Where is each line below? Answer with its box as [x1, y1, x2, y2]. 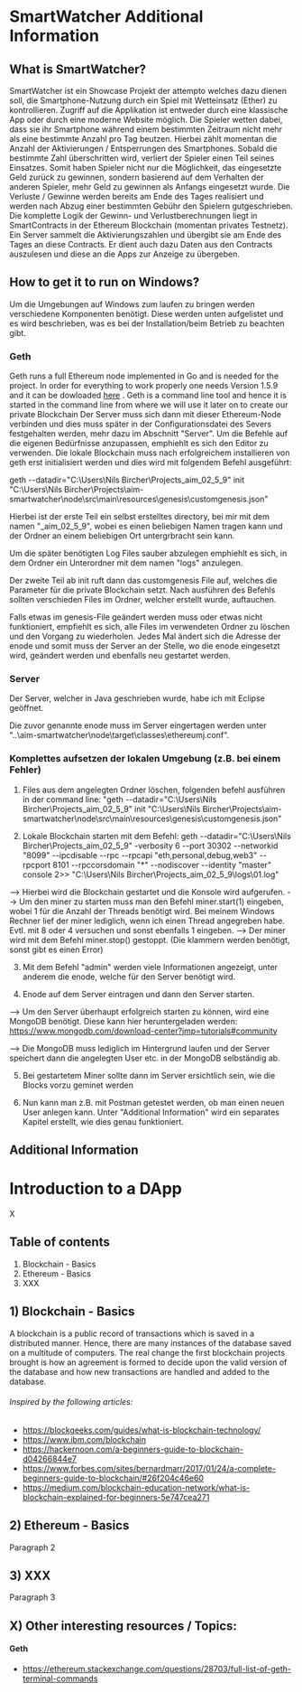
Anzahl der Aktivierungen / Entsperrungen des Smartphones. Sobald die [9, 143, 278, 154]
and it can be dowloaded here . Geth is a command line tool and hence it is [9, 390, 287, 401]
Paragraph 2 [9, 1542, 56, 1553]
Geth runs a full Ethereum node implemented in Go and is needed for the [9, 370, 279, 381]
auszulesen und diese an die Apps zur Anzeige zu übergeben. [9, 248, 241, 259]
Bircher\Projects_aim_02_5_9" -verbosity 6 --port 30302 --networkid [22, 840, 279, 851]
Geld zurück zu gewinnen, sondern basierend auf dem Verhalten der [9, 172, 264, 182]
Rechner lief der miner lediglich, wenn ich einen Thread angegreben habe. [9, 915, 286, 926]
